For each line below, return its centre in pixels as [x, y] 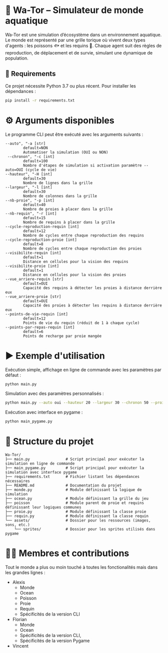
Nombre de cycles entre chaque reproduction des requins [83, 235]
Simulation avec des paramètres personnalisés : [54, 393]
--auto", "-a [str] [25, 143]
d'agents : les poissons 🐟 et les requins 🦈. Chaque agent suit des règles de [83, 45]
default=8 [33, 244]
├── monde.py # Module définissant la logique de [73, 490]
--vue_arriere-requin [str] [34, 279]
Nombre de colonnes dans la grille [60, 196]
